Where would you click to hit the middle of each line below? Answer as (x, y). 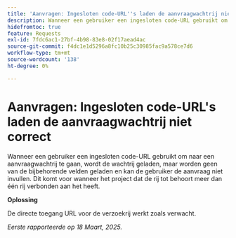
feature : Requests (34, 33)
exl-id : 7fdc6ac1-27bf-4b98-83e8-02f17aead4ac (77, 40)
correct (29, 137)
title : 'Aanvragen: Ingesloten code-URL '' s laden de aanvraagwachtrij (113, 14)
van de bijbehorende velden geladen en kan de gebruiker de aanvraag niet (115, 171)
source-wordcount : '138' (44, 60)
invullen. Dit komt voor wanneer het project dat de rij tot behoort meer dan (115, 178)
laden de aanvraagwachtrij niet (100, 122)
